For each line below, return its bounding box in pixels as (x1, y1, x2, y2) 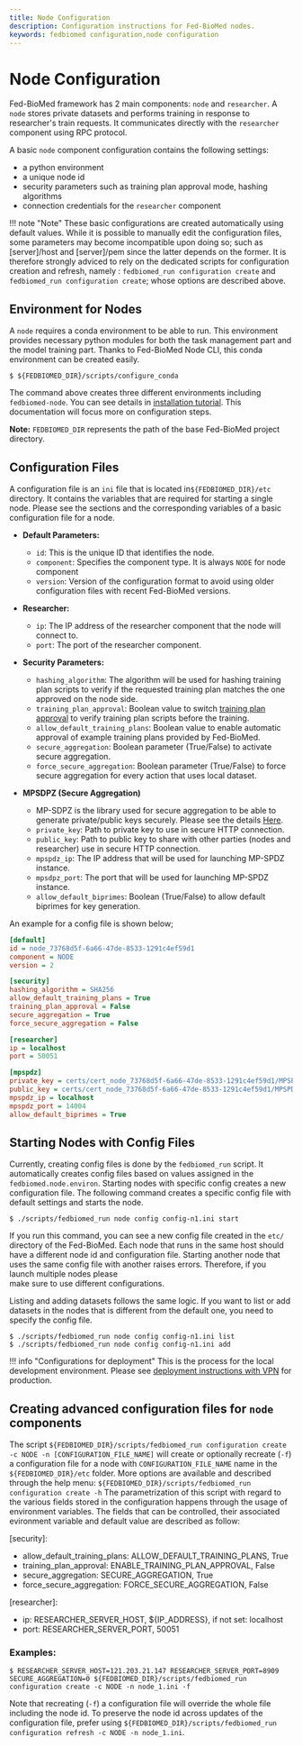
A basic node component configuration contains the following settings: (9, 145, 270, 156)
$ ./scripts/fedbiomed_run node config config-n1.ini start (9, 1214, 240, 1223)
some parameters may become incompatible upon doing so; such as (9, 237, 263, 248)
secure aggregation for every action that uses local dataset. (35, 769, 258, 780)
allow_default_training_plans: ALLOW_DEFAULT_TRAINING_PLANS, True (22, 1550, 289, 1561)
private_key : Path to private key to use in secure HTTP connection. (35, 823, 285, 834)
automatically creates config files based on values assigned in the (9, 1169, 254, 1179)
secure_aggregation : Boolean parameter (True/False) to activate (35, 741, 272, 752)
